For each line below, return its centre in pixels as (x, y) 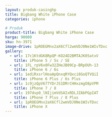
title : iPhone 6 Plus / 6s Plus (47, 79)
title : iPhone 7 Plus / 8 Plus (46, 98)
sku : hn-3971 (19, 42)
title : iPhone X (31, 107)
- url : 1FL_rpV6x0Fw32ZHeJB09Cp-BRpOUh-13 (54, 65)
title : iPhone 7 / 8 (35, 88)
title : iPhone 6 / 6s (36, 70)
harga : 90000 (19, 37)
